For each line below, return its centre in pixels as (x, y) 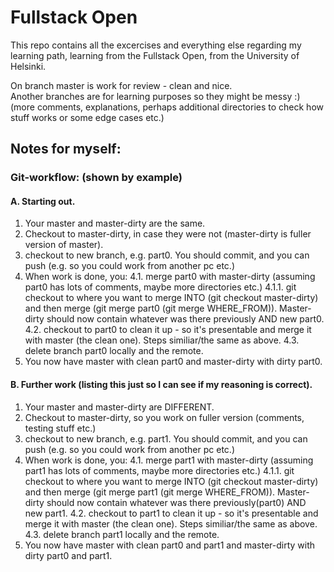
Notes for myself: (66, 149)
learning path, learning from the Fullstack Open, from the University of (155, 55)
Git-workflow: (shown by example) (96, 178)
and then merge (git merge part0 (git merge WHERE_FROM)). (151, 308)
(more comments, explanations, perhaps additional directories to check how (167, 107)
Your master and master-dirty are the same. (115, 223)
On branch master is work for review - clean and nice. (121, 85)
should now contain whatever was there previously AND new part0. (185, 319)
